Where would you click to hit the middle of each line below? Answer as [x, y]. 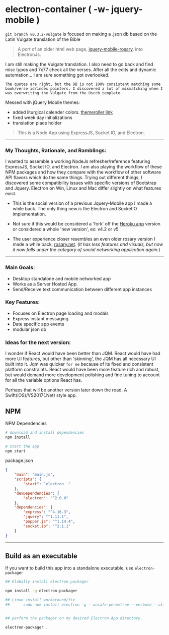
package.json [19, 460]
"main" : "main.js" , [35, 475]
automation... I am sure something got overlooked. [57, 75]
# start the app [22, 446]
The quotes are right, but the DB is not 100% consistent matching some [83, 84]
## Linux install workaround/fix [40, 600]
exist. [11, 194]
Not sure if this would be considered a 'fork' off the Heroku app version [87, 224]
